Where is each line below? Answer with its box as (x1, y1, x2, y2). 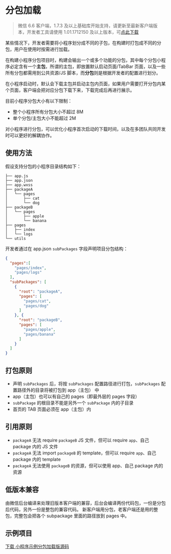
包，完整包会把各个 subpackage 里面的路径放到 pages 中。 (5, 513, 130, 519)
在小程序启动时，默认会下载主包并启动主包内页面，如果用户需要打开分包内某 (5, 80, 166, 87)
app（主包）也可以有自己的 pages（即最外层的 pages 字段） (12, 393, 140, 399)
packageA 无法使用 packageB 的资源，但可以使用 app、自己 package (12, 463, 153, 469)
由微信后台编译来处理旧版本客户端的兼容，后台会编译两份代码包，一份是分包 (5, 500, 166, 506)
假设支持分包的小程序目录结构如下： (5, 163, 81, 169)
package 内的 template (12, 456, 61, 462)
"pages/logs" (14, 270, 42, 275)
